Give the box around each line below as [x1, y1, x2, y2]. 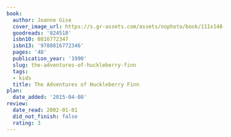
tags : [12, 68, 29, 75]
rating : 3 [12, 119, 41, 127]
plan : [6, 87, 22, 94]
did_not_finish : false [12, 113, 78, 120]
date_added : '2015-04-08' [12, 94, 88, 101]
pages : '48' [12, 49, 48, 56]
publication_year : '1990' [12, 55, 88, 62]
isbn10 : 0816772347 [12, 36, 69, 43]
